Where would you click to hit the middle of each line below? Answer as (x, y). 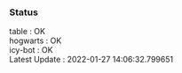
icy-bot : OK (31, 50)
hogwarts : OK (36, 40)
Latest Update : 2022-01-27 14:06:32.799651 (91, 60)
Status (24, 12)
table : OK (28, 32)
